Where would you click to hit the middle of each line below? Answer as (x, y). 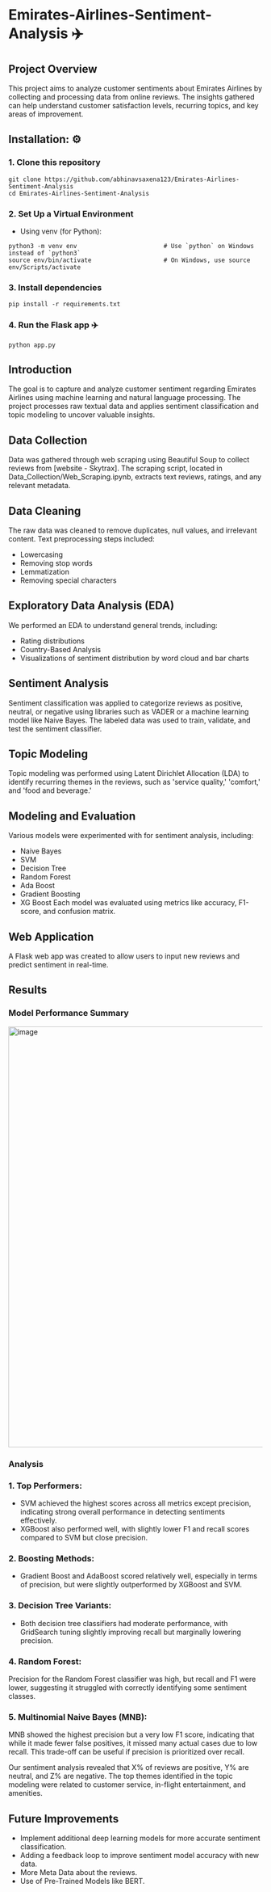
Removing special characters (68, 580)
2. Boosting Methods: (52, 1558)
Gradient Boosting (50, 894)
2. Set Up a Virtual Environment (71, 213)
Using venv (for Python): (61, 231)
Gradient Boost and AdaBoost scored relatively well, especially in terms (139, 1576)
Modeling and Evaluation (72, 816)
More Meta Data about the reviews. (79, 1872)
